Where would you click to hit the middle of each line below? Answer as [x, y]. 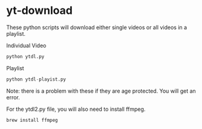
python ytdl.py [25, 56]
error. [13, 97]
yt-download [39, 11]
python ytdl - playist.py [36, 79]
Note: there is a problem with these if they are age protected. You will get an [101, 91]
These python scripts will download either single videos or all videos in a [97, 27]
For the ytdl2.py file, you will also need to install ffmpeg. [76, 109]
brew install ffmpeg [32, 120]
